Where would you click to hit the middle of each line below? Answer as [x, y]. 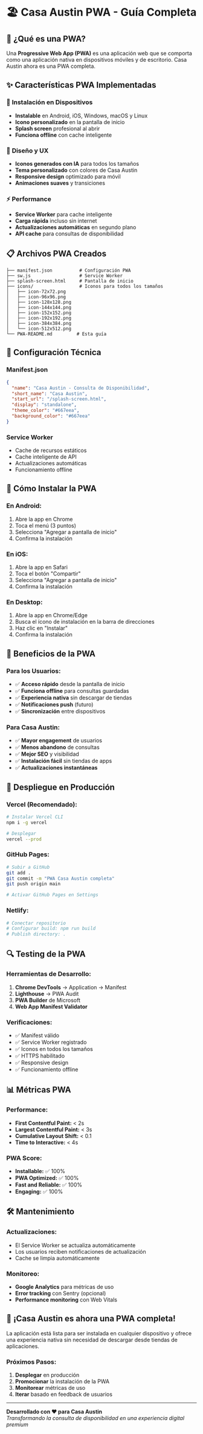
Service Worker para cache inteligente [64, 214]
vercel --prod [24, 839]
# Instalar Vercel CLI [35, 817]
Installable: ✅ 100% [40, 1171]
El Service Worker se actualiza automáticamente [75, 1245]
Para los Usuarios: [34, 671]
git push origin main [34, 884]
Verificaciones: [29, 1022]
